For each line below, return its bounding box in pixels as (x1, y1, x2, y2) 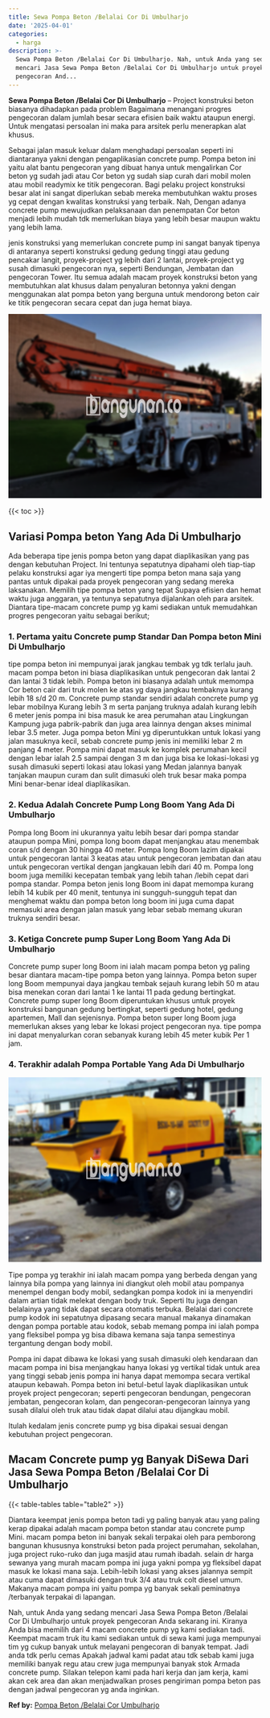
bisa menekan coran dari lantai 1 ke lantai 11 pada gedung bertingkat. (8, 987, 236, 997)
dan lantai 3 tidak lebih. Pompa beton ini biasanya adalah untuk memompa (8, 676, 255, 686)
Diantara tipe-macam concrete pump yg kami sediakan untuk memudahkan (8, 602, 258, 612)
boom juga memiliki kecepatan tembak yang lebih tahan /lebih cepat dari (8, 870, 249, 880)
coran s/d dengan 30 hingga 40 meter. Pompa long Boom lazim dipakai (8, 845, 244, 854)
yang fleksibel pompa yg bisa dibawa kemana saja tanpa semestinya (8, 1329, 235, 1340)
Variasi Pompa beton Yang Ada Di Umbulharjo (8, 530, 242, 543)
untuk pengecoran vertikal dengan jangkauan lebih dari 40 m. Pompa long (8, 861, 254, 871)
